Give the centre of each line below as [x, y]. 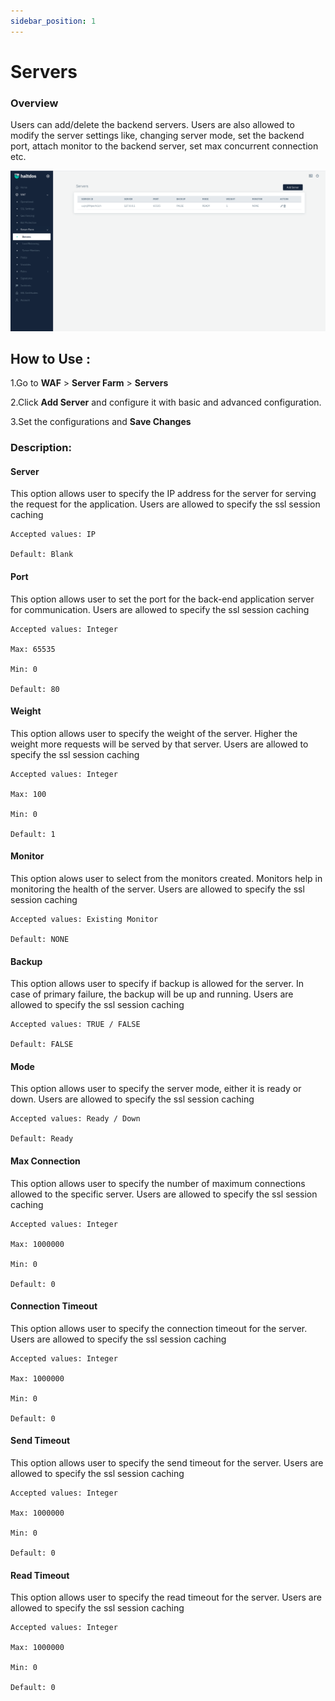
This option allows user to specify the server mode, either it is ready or [156, 1089]
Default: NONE [40, 940]
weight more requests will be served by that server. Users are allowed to [159, 744]
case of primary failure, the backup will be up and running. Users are [152, 994]
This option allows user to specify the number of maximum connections [158, 1183]
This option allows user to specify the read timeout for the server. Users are [166, 1597]
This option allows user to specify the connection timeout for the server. [159, 1328]
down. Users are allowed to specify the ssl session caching [132, 1099]
